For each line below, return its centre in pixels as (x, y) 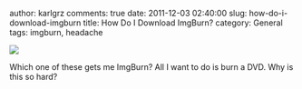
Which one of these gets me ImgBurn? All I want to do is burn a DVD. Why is (151, 67)
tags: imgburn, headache (56, 32)
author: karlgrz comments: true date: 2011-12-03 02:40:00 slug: (128, 13)
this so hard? (34, 77)
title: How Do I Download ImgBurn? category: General (183, 23)
